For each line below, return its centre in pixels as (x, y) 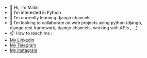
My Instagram (24, 50)
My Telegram (23, 45)
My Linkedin (22, 40)
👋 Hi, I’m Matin (24, 7)
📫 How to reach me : (31, 33)
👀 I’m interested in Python (35, 12)
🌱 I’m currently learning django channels (50, 17)
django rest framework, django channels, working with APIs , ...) (74, 28)
